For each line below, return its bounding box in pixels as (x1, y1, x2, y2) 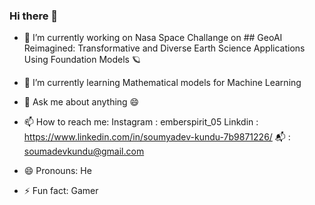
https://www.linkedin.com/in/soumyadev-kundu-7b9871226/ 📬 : (23, 131, 291, 143)
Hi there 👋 (9, 9, 59, 23)
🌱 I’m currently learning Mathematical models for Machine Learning (23, 77, 302, 89)
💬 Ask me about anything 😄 (23, 96, 140, 108)
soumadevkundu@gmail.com (23, 145, 145, 158)
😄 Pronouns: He (23, 165, 92, 177)
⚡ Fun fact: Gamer (23, 185, 99, 197)
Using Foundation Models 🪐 (23, 54, 141, 66)
